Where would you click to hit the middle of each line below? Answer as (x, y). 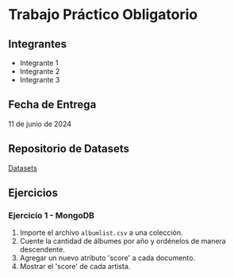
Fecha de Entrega (52, 105)
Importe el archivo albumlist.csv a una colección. (102, 233)
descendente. (42, 250)
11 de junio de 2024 (40, 124)
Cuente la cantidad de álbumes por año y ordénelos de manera (123, 241)
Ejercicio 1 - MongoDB (52, 215)
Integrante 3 (40, 80)
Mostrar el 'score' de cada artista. (75, 267)
